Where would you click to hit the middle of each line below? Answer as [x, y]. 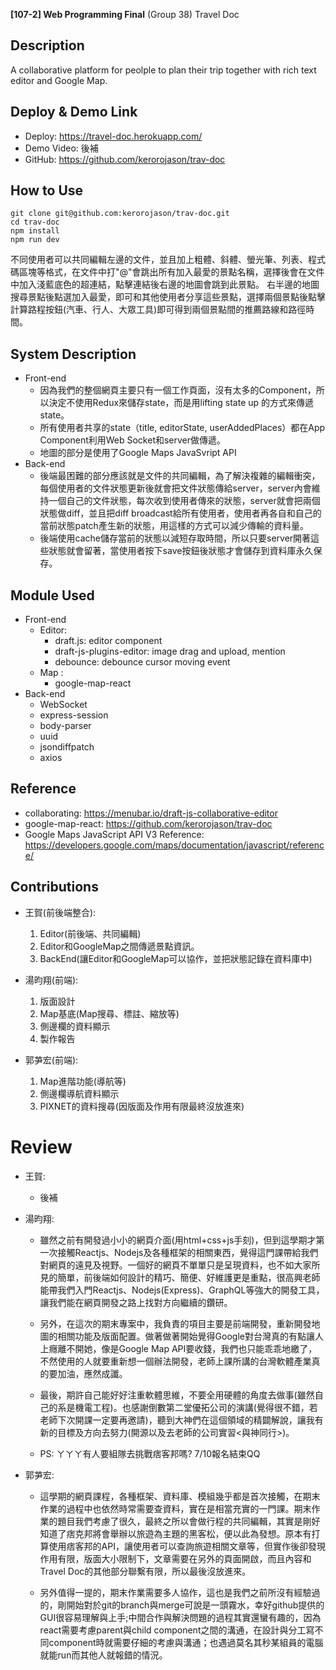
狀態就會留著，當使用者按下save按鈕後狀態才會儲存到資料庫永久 [181, 551]
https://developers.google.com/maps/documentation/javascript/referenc [174, 845]
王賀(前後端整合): [60, 912]
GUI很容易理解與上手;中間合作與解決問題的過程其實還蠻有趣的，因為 [180, 1617]
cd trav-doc [35, 222]
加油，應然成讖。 [92, 1373]
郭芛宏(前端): [51, 1060]
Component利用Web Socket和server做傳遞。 [133, 440]
